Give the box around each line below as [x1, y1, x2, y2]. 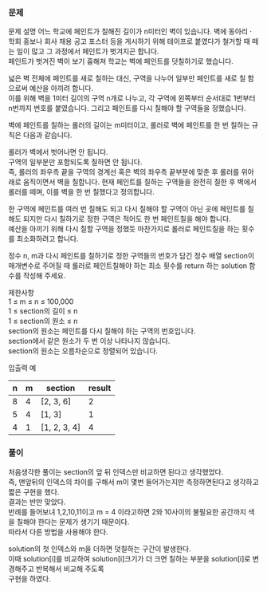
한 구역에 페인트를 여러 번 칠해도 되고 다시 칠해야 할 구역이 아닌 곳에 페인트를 [8, 204, 246, 214]
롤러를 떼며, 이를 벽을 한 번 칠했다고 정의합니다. [8, 187, 155, 197]
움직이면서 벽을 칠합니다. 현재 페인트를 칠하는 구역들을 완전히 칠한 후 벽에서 [22, 177, 257, 187]
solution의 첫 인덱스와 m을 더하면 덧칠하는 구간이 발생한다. [8, 544, 191, 554]
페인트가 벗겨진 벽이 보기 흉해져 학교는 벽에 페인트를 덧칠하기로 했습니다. [8, 57, 234, 66]
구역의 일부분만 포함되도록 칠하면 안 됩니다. [8, 157, 143, 167]
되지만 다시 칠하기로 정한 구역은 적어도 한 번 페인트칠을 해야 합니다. [22, 214, 231, 224]
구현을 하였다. [8, 573, 52, 583]
